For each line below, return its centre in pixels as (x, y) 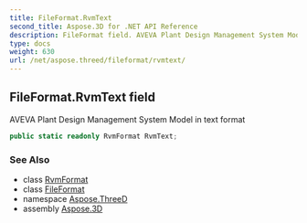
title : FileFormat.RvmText (61, 18)
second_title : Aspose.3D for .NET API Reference (104, 27)
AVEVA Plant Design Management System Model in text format (127, 119)
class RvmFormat (55, 179)
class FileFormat (53, 189)
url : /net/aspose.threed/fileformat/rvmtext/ (97, 60)
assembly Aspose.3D (63, 208)
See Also (30, 159)
